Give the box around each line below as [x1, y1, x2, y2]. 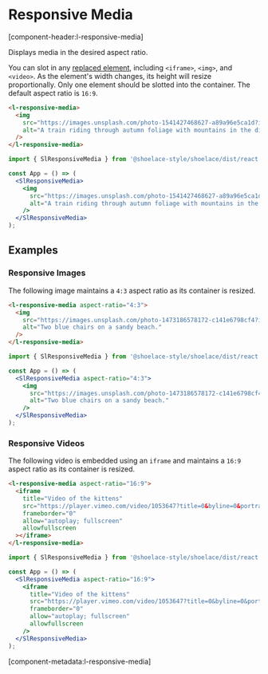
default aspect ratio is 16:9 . [8, 88, 98, 97]
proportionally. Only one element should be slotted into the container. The [8, 80, 250, 89]
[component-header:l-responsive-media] [8, 32, 144, 41]
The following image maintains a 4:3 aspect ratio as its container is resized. [8, 286, 256, 295]
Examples [8, 243, 58, 257]
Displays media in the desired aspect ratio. [8, 47, 148, 57]
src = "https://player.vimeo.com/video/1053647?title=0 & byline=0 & [22, 502, 241, 510]
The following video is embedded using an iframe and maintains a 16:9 [8, 456, 242, 466]
